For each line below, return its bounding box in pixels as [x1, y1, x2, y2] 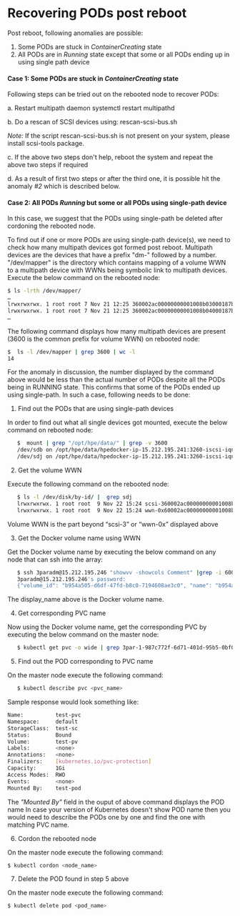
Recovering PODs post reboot [7, 5, 187, 21]
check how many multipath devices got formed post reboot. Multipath [7, 243, 213, 252]
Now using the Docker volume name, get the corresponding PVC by [7, 623, 207, 632]
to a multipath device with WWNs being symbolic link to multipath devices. [7, 266, 227, 274]
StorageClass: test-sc [7, 725, 79, 732]
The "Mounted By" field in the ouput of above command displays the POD [7, 797, 225, 806]
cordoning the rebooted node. [7, 221, 96, 230]
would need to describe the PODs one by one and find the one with [7, 812, 206, 821]
